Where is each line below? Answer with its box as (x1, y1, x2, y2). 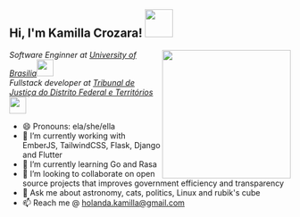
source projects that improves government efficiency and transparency (21, 178, 284, 188)
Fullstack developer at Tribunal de (9, 77, 136, 88)
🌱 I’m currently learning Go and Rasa (21, 158, 158, 170)
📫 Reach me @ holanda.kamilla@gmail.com (21, 197, 186, 208)
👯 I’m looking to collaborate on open (21, 168, 155, 179)
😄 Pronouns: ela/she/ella (21, 121, 116, 131)
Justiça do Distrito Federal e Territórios (9, 87, 154, 97)
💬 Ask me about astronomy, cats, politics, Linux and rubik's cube (21, 187, 261, 197)
